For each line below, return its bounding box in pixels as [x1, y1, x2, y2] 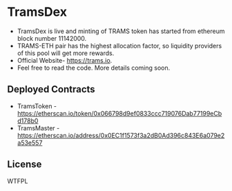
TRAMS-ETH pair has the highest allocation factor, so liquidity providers [17, 41, 222, 50]
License [7, 159, 42, 170]
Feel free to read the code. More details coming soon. [17, 63, 171, 72]
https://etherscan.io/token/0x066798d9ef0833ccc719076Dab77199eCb [17, 109, 222, 117]
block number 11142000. [17, 34, 87, 42]
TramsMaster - [17, 123, 60, 132]
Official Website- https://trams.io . [17, 56, 113, 64]
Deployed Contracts [7, 83, 95, 95]
